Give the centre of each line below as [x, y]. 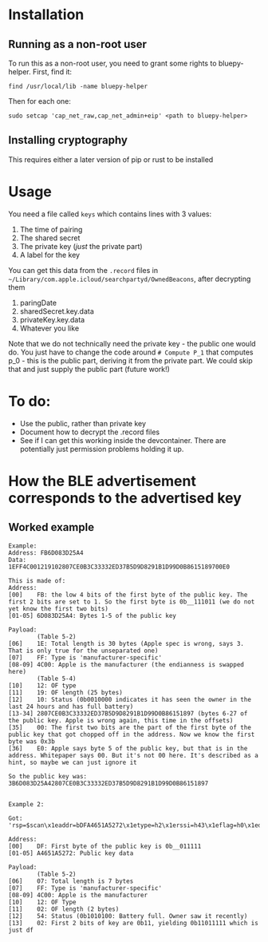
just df [21, 930]
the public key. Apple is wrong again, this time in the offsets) [121, 720]
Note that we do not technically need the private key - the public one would [132, 343]
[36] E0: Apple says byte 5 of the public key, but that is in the [128, 748]
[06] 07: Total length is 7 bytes [71, 881]
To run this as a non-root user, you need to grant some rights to [112, 63]
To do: [30, 401]
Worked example [51, 527]
